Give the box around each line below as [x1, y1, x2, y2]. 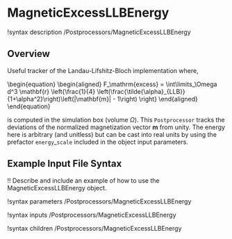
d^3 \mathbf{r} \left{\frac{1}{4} [7, 87, 96, 95]
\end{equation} [7, 102, 51, 110]
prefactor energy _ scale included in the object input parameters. [7, 138, 189, 146]
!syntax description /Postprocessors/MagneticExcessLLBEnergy [7, 28, 191, 36]
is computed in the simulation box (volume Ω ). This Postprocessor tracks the [7, 115, 226, 124]
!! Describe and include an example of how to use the [7, 176, 160, 185]
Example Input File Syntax [7, 158, 122, 170]
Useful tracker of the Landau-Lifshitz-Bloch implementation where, [7, 66, 199, 74]
